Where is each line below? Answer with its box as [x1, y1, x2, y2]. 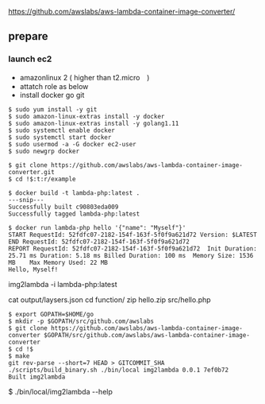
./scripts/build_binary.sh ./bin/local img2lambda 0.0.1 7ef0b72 [8, 366, 229, 374]
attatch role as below [19, 81, 89, 91]
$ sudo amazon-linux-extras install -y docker [8, 112, 165, 120]
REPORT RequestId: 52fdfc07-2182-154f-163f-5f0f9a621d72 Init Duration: [8, 244, 258, 253]
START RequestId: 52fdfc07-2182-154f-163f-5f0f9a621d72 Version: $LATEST [8, 231, 258, 239]
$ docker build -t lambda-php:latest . [8, 188, 140, 197]
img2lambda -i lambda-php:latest [8, 279, 117, 289]
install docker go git [19, 90, 85, 99]
